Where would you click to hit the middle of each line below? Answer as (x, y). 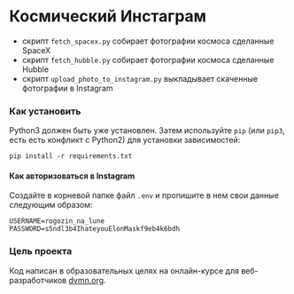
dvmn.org (86, 280)
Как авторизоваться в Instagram (72, 176)
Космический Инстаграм (108, 16)
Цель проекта (41, 251)
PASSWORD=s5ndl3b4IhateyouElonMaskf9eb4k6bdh (94, 229)
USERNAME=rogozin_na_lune (57, 221)
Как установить (45, 111)
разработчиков (38, 280)
